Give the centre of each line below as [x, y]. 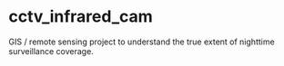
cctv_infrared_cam [81, 17]
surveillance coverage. [51, 51]
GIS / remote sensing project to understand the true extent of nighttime [142, 42]
